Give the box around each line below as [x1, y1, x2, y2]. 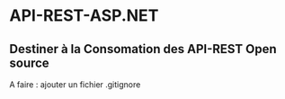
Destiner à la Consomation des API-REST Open [9, 41, 277, 57]
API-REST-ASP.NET [9, 5, 159, 26]
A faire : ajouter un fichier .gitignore [9, 79, 141, 90]
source [9, 55, 49, 70]
